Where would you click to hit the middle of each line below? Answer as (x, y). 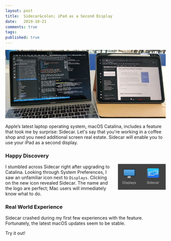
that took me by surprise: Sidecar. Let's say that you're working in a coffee (83, 132)
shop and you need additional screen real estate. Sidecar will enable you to (84, 137)
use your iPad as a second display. (41, 142)
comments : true (21, 27)
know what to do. (23, 194)
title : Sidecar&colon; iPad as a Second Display (59, 16)
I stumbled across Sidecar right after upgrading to (58, 167)
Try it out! (15, 233)
